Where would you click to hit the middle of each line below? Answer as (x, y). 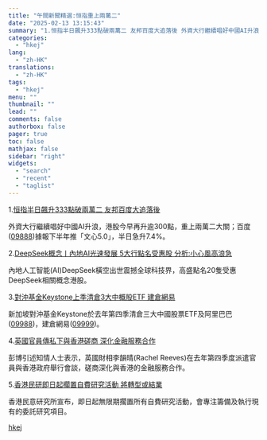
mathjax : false (33, 149)
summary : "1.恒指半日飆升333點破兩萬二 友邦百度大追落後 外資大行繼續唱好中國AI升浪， (137, 30)
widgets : (23, 164)
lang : (17, 53)
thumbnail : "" (32, 104)
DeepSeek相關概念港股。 (50, 280)
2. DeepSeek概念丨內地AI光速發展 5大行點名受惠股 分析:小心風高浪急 (120, 253)
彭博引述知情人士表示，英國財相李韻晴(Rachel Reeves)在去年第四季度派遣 (129, 357)
